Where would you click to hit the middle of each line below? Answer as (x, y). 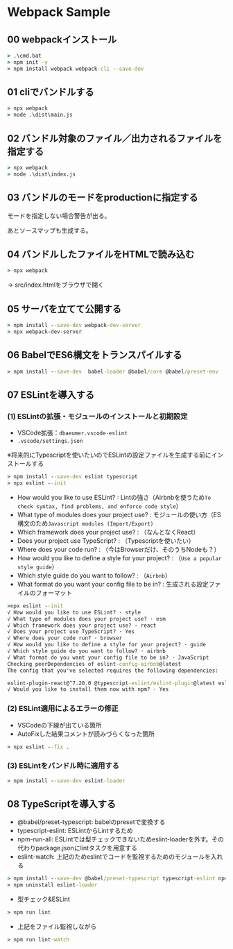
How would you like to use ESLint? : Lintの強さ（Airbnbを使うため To (114, 497)
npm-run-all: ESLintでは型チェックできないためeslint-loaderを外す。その (120, 839)
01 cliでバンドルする (51, 92)
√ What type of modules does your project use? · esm (87, 619)
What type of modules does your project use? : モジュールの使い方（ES (119, 514)
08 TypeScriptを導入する (62, 804)
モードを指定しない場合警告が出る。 (59, 215)
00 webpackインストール (62, 39)
